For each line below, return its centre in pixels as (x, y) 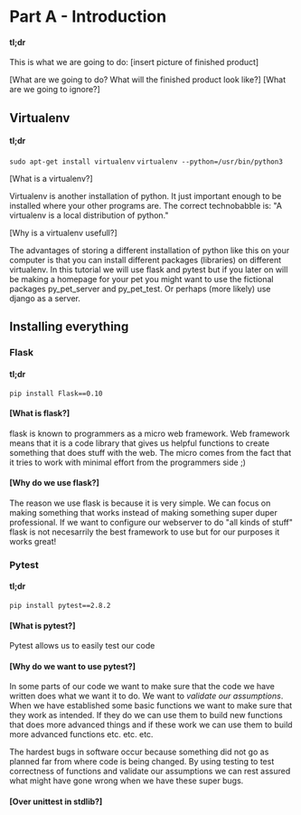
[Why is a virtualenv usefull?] (63, 232)
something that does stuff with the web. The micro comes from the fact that (150, 452)
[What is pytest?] (42, 625)
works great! (33, 541)
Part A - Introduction (88, 17)
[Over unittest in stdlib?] (56, 801)
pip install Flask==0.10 (56, 393)
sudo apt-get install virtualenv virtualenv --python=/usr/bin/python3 (146, 161)
